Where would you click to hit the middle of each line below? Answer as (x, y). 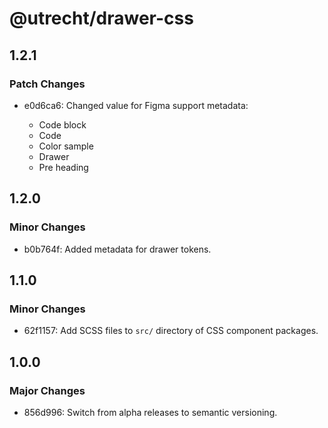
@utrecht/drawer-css (101, 18)
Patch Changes (47, 84)
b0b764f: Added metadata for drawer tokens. (117, 249)
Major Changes (47, 390)
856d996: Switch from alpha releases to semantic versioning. (150, 412)
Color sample (66, 146)
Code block (62, 124)
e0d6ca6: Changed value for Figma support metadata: (136, 105)
